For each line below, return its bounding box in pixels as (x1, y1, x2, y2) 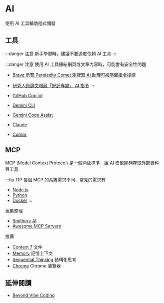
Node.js (12, 186, 29, 193)
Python (12, 192, 27, 198)
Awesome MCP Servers (12, 223, 61, 229)
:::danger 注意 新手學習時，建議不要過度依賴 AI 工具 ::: (5, 51, 117, 57)
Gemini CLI (12, 102, 35, 108)
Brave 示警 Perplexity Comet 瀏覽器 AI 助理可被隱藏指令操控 (12, 72, 136, 78)
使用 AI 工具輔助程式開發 (5, 20, 56, 26)
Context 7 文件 (12, 244, 43, 250)
